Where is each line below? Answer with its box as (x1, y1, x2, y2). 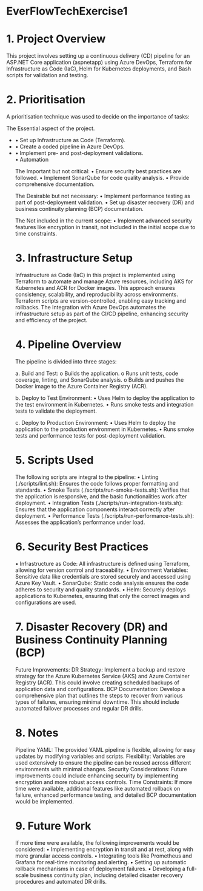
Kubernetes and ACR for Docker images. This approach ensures (15, 284, 176, 291)
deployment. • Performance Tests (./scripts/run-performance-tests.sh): (15, 512, 195, 519)
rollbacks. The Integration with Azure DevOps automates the (15, 304, 166, 311)
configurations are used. (15, 599, 77, 606)
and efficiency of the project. (15, 317, 88, 323)
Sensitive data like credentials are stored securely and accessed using (15, 573, 191, 580)
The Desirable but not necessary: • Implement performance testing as (15, 193, 191, 200)
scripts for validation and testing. (6, 72, 88, 79)
